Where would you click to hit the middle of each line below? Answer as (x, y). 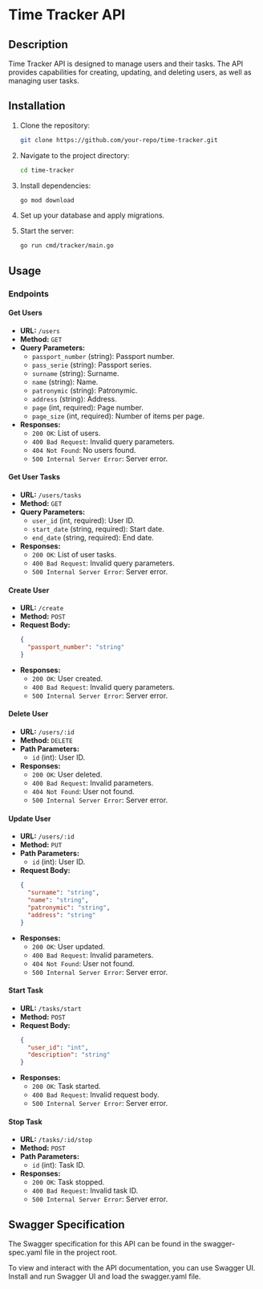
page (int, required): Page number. (88, 407)
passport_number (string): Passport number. (103, 356)
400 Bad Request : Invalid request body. (95, 1095)
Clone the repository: (55, 125)
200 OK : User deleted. (67, 775)
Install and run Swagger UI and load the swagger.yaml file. (105, 1277)
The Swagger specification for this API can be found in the (105, 1244)
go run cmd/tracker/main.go (67, 246)
